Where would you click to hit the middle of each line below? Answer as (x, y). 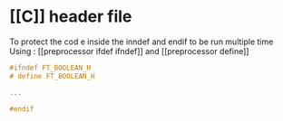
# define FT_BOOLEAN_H (52, 76)
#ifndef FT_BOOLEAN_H (50, 68)
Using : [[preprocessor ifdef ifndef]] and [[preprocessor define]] (129, 51)
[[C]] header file (71, 17)
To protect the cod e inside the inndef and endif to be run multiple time (141, 42)
